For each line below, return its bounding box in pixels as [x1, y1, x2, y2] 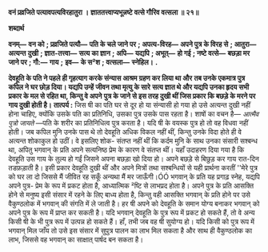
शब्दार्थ [8, 24, 25, 33]
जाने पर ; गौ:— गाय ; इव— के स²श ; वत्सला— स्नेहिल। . [8, 57, 158, 67]
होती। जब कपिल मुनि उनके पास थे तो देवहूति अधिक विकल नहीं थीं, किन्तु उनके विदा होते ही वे [8, 128, 242, 136]
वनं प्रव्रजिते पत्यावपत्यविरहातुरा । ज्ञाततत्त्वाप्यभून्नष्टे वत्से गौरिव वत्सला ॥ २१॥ [8, 8, 199, 17]
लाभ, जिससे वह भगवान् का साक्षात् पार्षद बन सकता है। [8, 235, 144, 244]
